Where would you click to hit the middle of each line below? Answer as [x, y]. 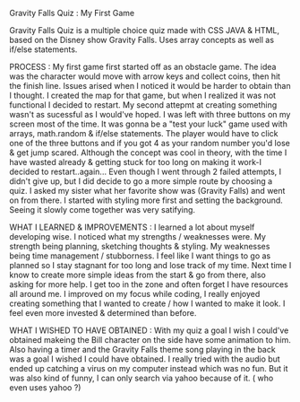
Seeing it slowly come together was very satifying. [102, 210]
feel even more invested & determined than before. [103, 313]
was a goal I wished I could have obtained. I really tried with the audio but [145, 359]
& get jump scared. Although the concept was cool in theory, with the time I [148, 153]
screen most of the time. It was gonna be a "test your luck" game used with [149, 124]
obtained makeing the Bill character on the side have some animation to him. [150, 340]
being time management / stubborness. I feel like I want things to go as [140, 256]
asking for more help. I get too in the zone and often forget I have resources [149, 284]
